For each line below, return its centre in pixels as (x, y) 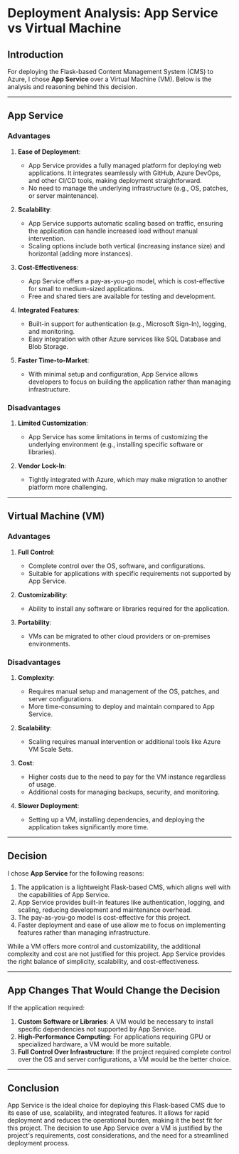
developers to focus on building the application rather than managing (129, 382)
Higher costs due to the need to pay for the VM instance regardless (127, 777)
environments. (49, 644)
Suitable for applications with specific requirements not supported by (129, 573)
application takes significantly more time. (89, 827)
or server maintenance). (64, 195)
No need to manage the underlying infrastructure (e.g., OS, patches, (128, 188)
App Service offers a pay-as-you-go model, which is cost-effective (127, 281)
